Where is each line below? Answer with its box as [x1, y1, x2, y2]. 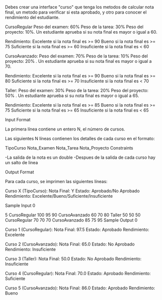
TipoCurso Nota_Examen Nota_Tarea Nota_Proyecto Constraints [5, 145, 133, 150]
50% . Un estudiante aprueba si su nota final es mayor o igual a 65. [5, 93, 139, 98]
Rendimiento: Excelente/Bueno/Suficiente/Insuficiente [5, 193, 113, 199]
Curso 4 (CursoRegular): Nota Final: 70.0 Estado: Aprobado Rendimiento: [5, 270, 151, 276]
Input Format [5, 117, 31, 122]
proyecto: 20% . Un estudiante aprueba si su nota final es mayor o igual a [5, 58, 152, 64]
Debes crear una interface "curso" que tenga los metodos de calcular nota [5, 4, 154, 10]
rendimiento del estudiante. [5, 15, 60, 20]
